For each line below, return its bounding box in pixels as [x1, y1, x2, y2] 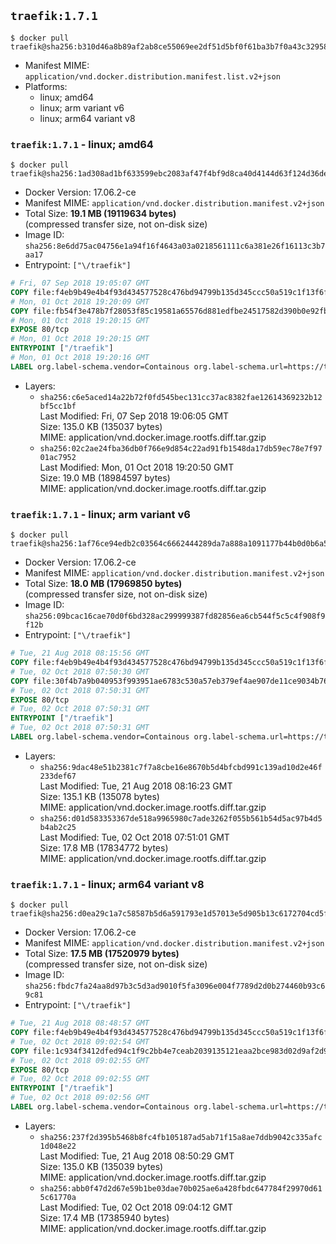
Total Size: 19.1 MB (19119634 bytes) [24, 208, 177, 220]
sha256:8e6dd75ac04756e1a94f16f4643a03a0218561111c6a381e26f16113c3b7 [24, 241, 326, 252]
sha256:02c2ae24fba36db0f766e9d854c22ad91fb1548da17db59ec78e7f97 [39, 443, 323, 454]
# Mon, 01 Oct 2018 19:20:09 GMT [10, 296, 150, 307]
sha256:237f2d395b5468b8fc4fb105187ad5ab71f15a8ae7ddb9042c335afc [39, 1132, 323, 1142]
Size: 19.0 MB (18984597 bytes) [39, 471, 171, 484]
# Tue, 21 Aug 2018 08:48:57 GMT [10, 1018, 150, 1029]
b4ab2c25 [39, 822, 77, 832]
